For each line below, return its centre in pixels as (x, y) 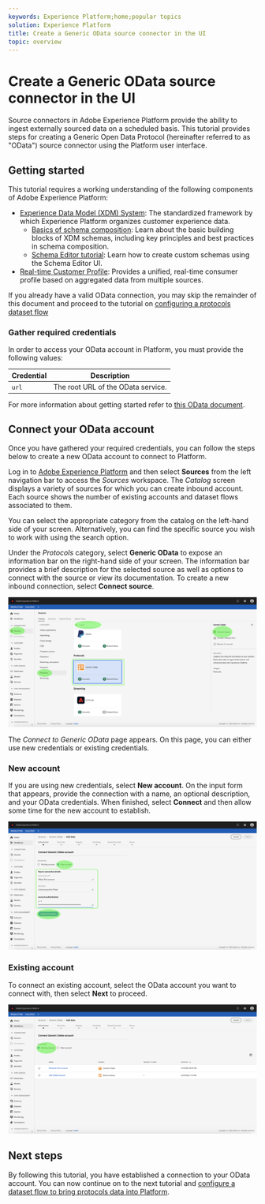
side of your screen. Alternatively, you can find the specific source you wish (131, 529)
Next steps (35, 1156)
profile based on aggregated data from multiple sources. (111, 280)
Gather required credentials (62, 332)
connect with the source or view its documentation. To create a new (119, 578)
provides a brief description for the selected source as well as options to (126, 570)
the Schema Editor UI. (67, 263)
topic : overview (35, 42)
